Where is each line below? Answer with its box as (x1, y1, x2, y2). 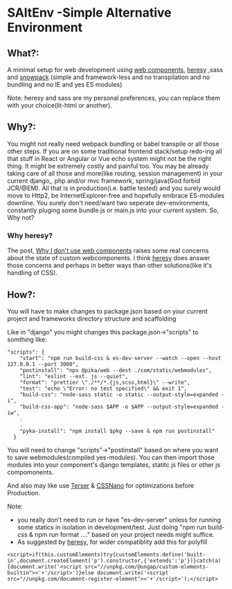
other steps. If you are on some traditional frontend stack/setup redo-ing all (7, 147, 223, 155)
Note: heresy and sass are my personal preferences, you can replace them (7, 94, 220, 102)
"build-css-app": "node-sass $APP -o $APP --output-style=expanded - (19, 403, 225, 410)
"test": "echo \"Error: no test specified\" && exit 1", (19, 385, 188, 392)
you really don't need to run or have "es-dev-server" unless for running (17, 515, 222, 524)
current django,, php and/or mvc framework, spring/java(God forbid (7, 176, 201, 185)
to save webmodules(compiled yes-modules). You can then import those (7, 453, 215, 461)
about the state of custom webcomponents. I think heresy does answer (7, 254, 211, 262)
